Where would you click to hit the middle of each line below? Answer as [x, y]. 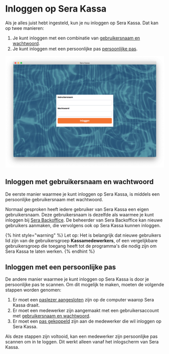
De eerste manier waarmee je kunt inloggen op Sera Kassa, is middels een [82, 194]
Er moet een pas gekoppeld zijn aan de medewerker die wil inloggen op [87, 321]
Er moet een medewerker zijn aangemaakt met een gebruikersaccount [86, 311]
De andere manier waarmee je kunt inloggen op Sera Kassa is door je [77, 279]
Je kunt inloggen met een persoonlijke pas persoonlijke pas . [75, 49]
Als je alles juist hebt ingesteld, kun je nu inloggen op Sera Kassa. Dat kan [82, 23]
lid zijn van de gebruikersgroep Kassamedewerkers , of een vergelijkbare [81, 240]
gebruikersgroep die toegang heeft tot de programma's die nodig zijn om [81, 246]
